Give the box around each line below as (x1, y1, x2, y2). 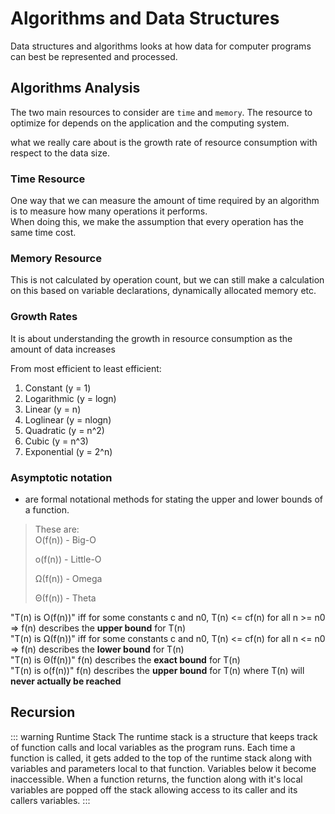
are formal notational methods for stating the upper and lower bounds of (24, 493, 324, 505)
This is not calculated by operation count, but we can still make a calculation (10, 274, 325, 286)
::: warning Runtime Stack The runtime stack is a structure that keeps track (10, 730, 318, 742)
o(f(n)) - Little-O (34, 553, 102, 565)
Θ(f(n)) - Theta (34, 592, 97, 604)
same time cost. (10, 227, 77, 239)
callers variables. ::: (10, 794, 91, 806)
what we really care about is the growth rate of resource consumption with (10, 136, 318, 148)
